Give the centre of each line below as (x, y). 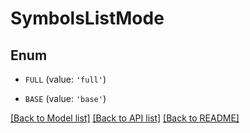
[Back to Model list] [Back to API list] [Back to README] (125, 118)
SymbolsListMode (87, 18)
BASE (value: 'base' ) (65, 98)
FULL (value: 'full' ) (65, 79)
